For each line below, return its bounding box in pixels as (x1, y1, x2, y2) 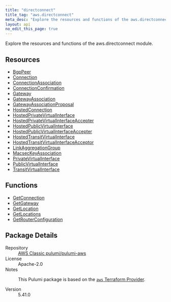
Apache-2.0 (18, 261, 43, 267)
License (5, 256, 22, 262)
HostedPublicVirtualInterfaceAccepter (12, 128, 93, 134)
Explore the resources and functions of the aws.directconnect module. (5, 40, 154, 46)
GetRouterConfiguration (12, 216, 63, 222)
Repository (5, 244, 28, 250)
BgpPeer (12, 68, 32, 74)
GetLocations (12, 211, 41, 217)
